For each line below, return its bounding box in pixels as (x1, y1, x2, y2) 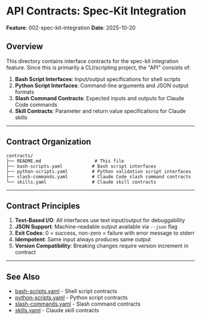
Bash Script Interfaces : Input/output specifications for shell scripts (14, 75, 181, 82)
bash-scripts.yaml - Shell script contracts (14, 288, 118, 295)
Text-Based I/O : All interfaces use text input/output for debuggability (14, 217, 185, 224)
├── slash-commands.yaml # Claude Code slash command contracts (6, 174, 191, 180)
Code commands (14, 101, 58, 108)
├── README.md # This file (6, 158, 124, 164)
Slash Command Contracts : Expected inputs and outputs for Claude (14, 94, 184, 101)
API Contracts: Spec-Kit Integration (6, 4, 187, 18)
